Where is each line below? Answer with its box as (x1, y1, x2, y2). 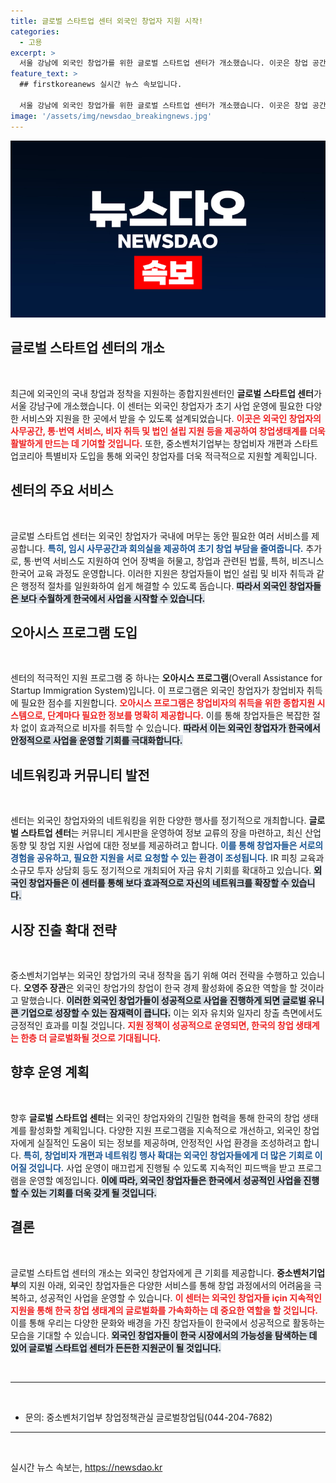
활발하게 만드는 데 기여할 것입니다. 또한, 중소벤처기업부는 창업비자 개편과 (10, 437, 292, 449)
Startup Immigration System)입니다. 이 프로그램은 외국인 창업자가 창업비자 (10, 685, 305, 697)
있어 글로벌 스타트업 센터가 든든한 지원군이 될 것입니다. (10, 1341, 222, 1354)
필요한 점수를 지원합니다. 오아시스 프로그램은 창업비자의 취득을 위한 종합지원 (20, 697, 316, 709)
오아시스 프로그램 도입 (10, 625, 138, 642)
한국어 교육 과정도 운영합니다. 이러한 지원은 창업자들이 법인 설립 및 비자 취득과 (10, 567, 315, 579)
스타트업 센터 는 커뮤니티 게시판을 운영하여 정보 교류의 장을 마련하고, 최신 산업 (20, 827, 322, 839)
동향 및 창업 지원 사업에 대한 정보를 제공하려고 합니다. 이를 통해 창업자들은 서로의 (10, 840, 324, 852)
